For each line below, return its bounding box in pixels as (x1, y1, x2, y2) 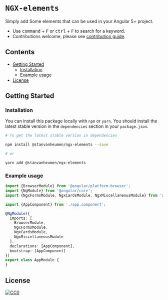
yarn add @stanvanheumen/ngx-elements (5, 161, 86, 166)
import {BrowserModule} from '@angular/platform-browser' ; (5, 184, 131, 189)
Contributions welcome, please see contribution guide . (12, 33, 126, 39)
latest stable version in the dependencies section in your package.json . (5, 123, 148, 129)
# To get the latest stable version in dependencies (5, 133, 117, 138)
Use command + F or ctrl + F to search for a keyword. (12, 28, 125, 34)
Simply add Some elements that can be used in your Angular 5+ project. (5, 18, 153, 24)
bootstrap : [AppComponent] (9, 248, 66, 253)
